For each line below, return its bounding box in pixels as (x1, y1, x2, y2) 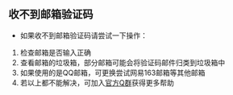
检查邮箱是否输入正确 (19, 47, 91, 57)
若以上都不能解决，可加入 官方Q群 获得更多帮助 (19, 77, 175, 87)
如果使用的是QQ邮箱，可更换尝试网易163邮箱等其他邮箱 (19, 68, 206, 77)
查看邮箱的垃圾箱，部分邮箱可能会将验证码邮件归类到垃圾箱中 (19, 57, 226, 67)
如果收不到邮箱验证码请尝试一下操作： (19, 31, 148, 40)
